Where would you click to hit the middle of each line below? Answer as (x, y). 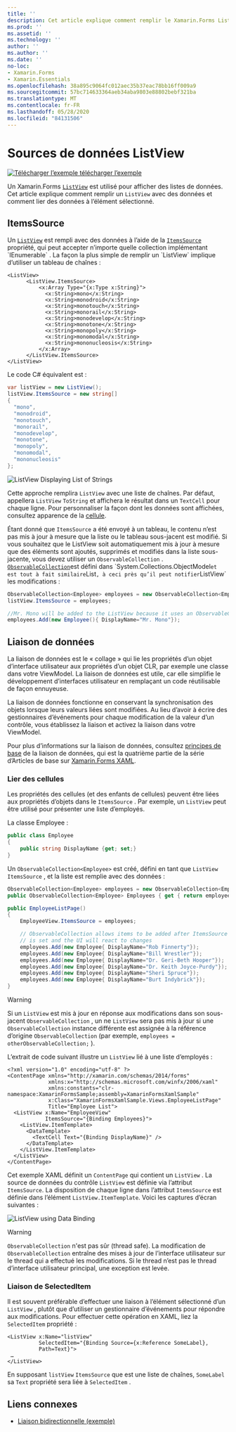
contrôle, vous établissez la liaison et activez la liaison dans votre (101, 725)
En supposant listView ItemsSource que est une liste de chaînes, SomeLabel (116, 1374)
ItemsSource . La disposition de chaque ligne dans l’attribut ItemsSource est (114, 1190)
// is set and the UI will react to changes (86, 941)
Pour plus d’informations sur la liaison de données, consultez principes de (114, 746)
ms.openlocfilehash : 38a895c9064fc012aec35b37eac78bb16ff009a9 (102, 86)
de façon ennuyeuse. (38, 689)
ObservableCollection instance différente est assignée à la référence (107, 1028)
